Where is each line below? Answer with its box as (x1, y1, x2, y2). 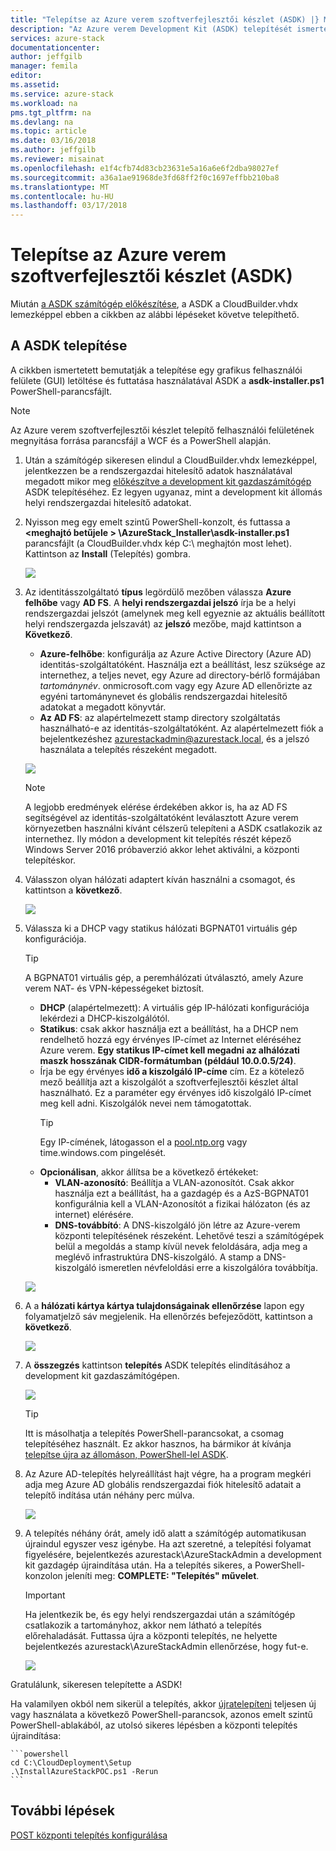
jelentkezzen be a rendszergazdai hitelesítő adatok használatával (24, 464, 293, 476)
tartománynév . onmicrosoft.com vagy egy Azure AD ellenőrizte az (39, 679, 313, 691)
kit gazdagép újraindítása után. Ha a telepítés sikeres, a (24, 1559, 253, 1571)
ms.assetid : (10, 80, 60, 90)
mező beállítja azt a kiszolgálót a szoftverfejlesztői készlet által (39, 1076, 299, 1088)
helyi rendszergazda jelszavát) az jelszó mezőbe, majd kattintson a (24, 617, 302, 630)
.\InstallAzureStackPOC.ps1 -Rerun (10, 1766, 159, 1776)
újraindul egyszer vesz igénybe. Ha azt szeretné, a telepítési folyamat (24, 1537, 312, 1550)
